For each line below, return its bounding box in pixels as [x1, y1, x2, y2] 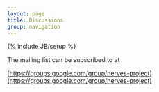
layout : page [7, 10, 45, 17]
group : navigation [7, 23, 60, 30]
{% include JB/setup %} [7, 43, 76, 51]
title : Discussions [7, 17, 64, 24]
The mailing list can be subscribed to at [7, 56, 120, 64]
